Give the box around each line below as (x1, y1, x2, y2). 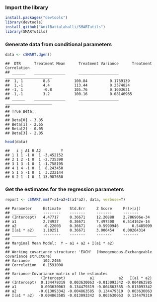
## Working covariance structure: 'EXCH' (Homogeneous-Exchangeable (5, 250, 153, 255)
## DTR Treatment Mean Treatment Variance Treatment (5, 61, 153, 66)
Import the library (5, 4, 49, 11)
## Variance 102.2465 (5, 258, 61, 263)
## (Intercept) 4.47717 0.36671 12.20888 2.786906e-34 (5, 215, 150, 220)
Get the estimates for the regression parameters (5, 186, 124, 193)
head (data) (5, 139, 28, 144)
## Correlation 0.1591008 (5, 263, 64, 268)
